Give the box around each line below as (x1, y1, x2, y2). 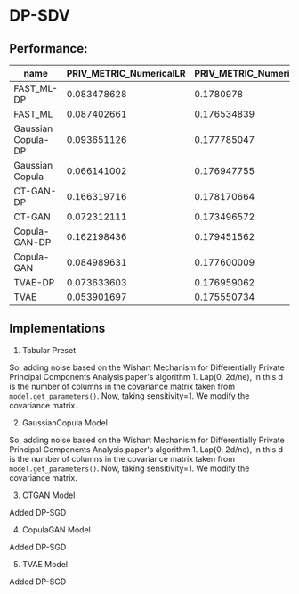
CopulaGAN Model (21, 524, 91, 535)
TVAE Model (21, 558, 69, 569)
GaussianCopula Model (21, 417, 109, 428)
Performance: (9, 41, 88, 56)
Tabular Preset (21, 344, 77, 355)
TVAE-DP (13, 276, 55, 288)
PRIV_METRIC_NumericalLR (66, 68, 186, 79)
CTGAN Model (21, 490, 76, 500)
